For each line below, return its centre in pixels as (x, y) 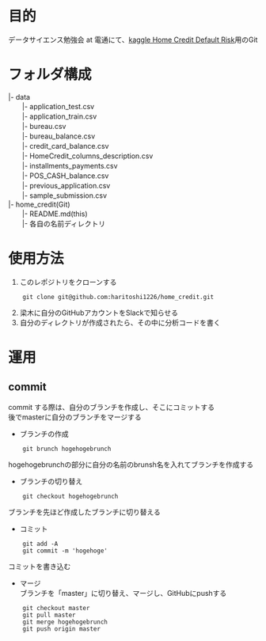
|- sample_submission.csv (65, 195)
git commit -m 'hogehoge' (65, 551)
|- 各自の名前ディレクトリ (64, 223)
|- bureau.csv (44, 126)
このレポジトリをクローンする (68, 282)
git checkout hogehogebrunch (70, 496)
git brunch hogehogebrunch (67, 449)
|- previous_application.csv (66, 185)
